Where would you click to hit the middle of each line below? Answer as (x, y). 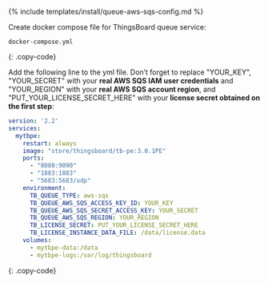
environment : (44, 188)
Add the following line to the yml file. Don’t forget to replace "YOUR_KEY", (130, 72)
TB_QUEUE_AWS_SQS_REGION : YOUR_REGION (94, 218)
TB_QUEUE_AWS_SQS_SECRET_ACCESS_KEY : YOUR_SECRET (114, 210)
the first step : (31, 106)
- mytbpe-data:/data (64, 248)
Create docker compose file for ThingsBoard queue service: (107, 27)
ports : (34, 158)
